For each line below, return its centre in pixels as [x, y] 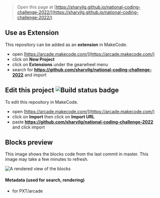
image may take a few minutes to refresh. [47, 159]
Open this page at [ [36, 7]
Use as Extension [32, 33]
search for [23, 69]
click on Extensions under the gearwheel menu [60, 64]
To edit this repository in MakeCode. [42, 102]
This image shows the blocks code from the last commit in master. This [77, 154]
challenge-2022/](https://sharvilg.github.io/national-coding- [78, 12]
